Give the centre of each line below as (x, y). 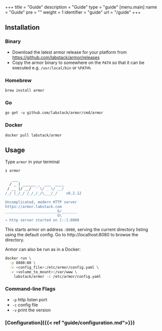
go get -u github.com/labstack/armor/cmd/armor (54, 113)
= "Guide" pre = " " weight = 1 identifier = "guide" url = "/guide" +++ (73, 12)
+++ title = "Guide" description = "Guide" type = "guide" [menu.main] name (81, 7)
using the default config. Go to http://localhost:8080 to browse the (72, 235)
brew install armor (25, 90)
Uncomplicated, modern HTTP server (41, 202)
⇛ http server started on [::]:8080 (42, 220)
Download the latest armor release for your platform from (69, 52)
